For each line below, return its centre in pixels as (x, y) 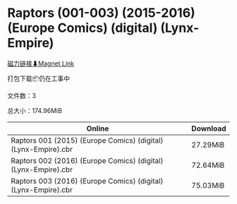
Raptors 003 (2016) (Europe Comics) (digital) (87, 181)
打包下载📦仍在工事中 (39, 78)
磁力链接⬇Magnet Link (41, 63)
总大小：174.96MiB (35, 110)
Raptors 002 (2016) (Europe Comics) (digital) (87, 160)
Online (98, 128)
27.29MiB (208, 145)
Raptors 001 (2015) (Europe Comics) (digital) (87, 140)
